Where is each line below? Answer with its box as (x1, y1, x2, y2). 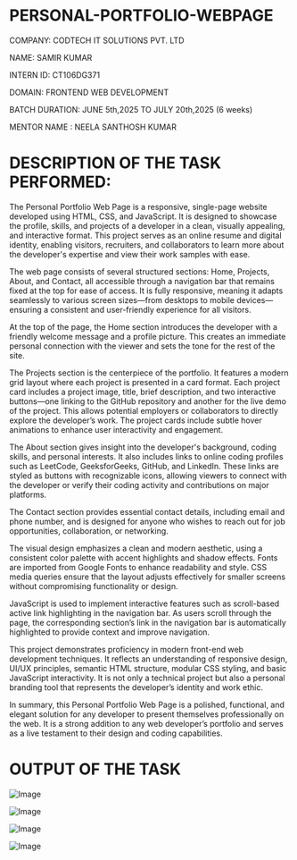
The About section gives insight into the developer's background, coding (9, 442, 277, 452)
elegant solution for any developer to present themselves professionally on (9, 708, 285, 720)
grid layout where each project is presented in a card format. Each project (9, 376, 281, 387)
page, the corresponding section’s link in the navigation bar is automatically (9, 617, 287, 628)
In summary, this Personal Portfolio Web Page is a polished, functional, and (9, 699, 285, 710)
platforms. (9, 489, 47, 500)
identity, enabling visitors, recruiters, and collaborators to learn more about (9, 239, 285, 250)
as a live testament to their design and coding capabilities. (9, 728, 223, 738)
